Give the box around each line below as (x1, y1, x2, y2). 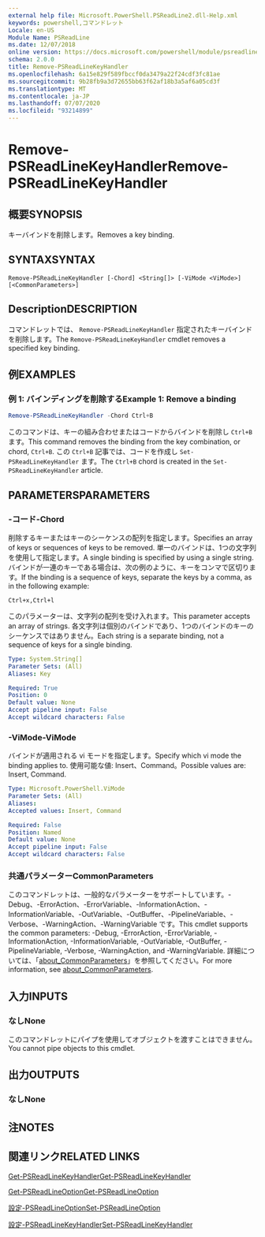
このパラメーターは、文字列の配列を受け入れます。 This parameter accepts (8, 611, 251, 620)
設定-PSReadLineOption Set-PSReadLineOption (8, 1203, 161, 1213)
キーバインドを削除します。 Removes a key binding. (8, 230, 175, 239)
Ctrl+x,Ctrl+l (8, 596, 55, 604)
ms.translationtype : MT (8, 84, 87, 93)
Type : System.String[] (8, 655, 83, 663)
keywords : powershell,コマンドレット (8, 19, 124, 27)
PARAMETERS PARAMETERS (8, 488, 151, 501)
